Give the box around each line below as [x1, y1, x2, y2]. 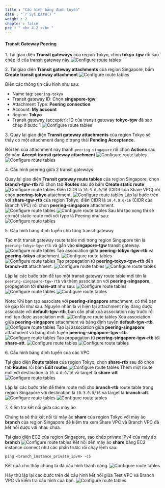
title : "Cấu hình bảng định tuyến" [5, 7, 80, 12]
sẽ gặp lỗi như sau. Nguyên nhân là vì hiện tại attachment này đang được [5, 304, 153, 310]
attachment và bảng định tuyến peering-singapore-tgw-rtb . [5, 330, 128, 336]
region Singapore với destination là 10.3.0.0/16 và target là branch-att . [5, 390, 150, 396]
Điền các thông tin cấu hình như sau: [5, 81, 80, 87]
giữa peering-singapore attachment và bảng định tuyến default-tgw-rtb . [5, 319, 154, 325]
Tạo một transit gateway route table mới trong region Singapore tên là [5, 237, 146, 243]
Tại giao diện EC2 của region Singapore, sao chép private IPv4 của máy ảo [5, 434, 156, 440]
